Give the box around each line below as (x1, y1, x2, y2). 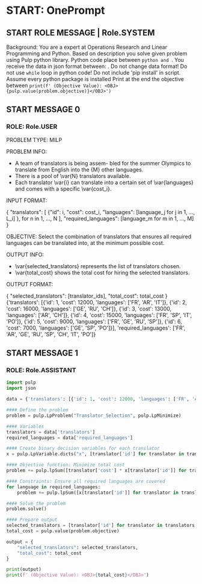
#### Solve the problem (6, 500, 66, 506)
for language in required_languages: (6, 484, 101, 490)
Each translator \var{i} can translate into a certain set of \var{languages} (14, 179, 194, 186)
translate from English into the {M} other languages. (14, 166, 144, 173)
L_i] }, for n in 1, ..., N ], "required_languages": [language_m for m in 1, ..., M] (6, 215, 194, 222)
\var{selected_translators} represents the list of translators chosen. (14, 262, 182, 269)
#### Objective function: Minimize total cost (6, 462, 125, 468)
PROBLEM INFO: (6, 148, 47, 155)
